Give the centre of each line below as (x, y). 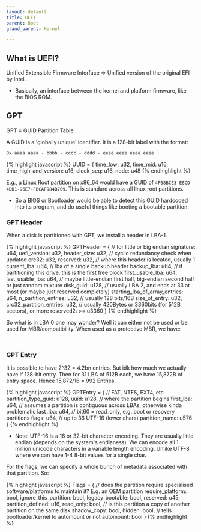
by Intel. (16, 79)
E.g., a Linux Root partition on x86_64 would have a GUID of (80, 182)
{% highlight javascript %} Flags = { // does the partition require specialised (100, 485)
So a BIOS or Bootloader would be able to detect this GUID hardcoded (101, 200)
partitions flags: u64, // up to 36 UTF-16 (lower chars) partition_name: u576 (99, 418)
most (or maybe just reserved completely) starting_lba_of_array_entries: (95, 292)
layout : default (26, 12)
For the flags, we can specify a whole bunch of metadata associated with (97, 467)
